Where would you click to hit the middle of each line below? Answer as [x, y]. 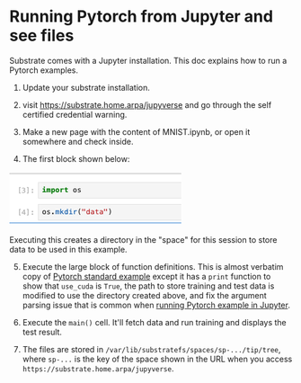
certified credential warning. [75, 114]
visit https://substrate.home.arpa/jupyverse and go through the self [147, 104]
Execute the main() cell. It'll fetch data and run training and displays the [155, 322]
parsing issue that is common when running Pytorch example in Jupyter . [156, 305]
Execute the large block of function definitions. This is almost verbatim [153, 266]
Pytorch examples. [44, 70]
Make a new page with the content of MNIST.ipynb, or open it [136, 131]
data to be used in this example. [68, 249]
